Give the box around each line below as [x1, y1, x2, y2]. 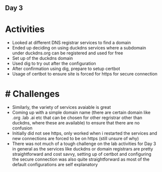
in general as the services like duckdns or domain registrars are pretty [12, 146, 153, 152]
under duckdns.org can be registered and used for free [12, 50, 123, 56]
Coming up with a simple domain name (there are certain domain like [12, 110, 151, 116]
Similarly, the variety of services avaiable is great [12, 104, 111, 110]
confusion [12, 125, 33, 131]
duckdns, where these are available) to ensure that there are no [12, 120, 140, 126]
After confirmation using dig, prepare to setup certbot [12, 66, 121, 72]
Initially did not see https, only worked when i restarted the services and [12, 130, 158, 136]
